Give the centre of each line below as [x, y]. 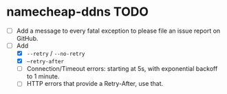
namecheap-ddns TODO [77, 12]
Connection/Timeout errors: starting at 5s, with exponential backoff [122, 69]
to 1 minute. [43, 76]
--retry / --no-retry [56, 53]
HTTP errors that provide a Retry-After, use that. [95, 84]
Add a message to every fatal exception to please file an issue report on [118, 31]
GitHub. [27, 38]
